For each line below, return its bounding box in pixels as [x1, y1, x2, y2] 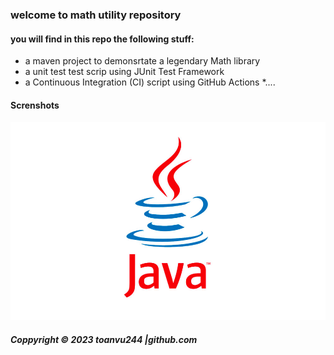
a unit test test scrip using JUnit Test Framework [24, 66, 225, 78]
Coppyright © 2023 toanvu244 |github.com [10, 333, 198, 345]
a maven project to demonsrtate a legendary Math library [24, 55, 261, 67]
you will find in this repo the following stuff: [10, 33, 195, 45]
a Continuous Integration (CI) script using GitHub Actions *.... [24, 76, 276, 88]
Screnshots [10, 99, 60, 111]
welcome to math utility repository [10, 8, 182, 22]
